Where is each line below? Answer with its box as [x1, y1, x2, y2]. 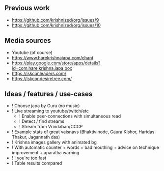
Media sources [4, 36, 51, 45]
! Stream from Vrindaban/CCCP [19, 124, 83, 130]
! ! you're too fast [11, 155, 47, 161]
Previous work [4, 4, 50, 12]
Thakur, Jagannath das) [11, 134, 60, 140]
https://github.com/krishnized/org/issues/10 [11, 22, 101, 28]
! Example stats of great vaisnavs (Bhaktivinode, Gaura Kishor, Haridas [11, 129, 155, 135]
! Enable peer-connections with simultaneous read [19, 113, 121, 119]
